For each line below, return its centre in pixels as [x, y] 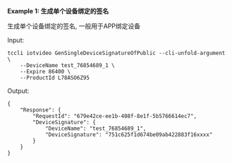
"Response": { [41, 110]
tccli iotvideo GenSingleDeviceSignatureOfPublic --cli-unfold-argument [116, 53]
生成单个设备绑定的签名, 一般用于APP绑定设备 [74, 26]
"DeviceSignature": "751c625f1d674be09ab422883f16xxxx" [129, 135]
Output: [18, 91]
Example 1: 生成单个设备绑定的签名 [58, 11]
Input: [16, 40]
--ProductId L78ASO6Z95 [55, 78]
